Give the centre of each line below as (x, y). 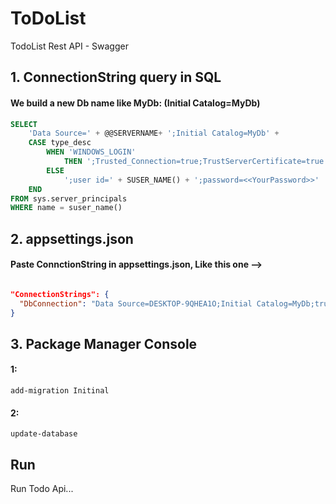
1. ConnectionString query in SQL (116, 77)
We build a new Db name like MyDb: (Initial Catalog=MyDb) (135, 103)
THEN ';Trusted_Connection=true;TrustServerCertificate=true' (196, 162)
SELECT (24, 124)
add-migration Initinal (60, 391)
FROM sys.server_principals (69, 198)
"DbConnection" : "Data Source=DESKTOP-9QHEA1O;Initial (136, 303)
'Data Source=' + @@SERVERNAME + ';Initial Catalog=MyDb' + (154, 133)
